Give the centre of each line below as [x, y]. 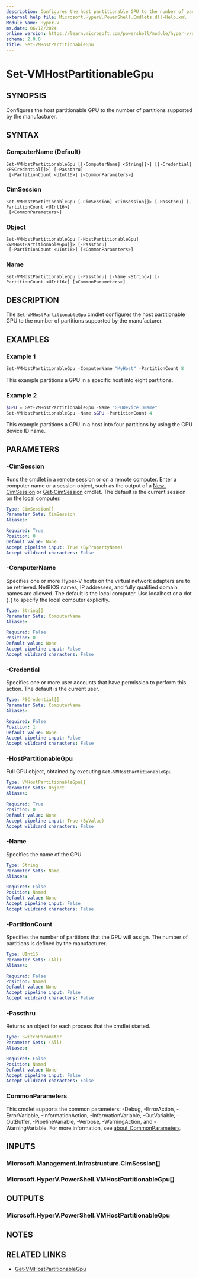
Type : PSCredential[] [33, 700]
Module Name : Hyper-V [33, 23]
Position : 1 [21, 727]
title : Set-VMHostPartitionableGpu [50, 45]
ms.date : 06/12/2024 [32, 28]
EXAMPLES [28, 340]
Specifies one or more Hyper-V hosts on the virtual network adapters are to [98, 581]
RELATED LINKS [36, 1255]
